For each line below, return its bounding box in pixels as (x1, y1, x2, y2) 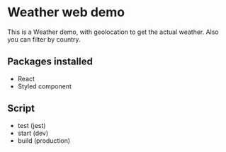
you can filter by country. (7, 35, 81, 43)
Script (7, 103, 35, 115)
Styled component (17, 82, 72, 90)
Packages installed (7, 56, 94, 68)
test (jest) (17, 121, 46, 129)
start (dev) (17, 129, 49, 137)
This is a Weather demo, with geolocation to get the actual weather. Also (7, 28, 220, 36)
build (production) (17, 136, 71, 145)
